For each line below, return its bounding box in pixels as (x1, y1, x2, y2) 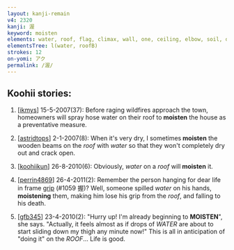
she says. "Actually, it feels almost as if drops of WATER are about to (17, 220, 214, 228)
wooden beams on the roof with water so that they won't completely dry (17, 142, 225, 150)
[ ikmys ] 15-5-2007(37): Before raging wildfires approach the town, (17, 106, 209, 115)
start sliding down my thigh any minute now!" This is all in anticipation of (17, 227, 225, 236)
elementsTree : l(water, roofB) (7, 42, 98, 49)
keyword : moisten (7, 29, 58, 37)
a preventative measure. (17, 121, 87, 129)
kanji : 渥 (7, 23, 35, 30)
